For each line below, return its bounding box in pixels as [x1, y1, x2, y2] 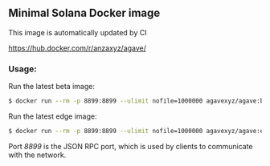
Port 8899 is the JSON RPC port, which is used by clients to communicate [8, 141, 253, 151]
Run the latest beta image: [8, 82, 95, 91]
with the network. [8, 150, 67, 160]
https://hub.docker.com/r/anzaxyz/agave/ [8, 43, 147, 53]
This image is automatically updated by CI [8, 27, 147, 37]
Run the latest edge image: [8, 111, 97, 121]
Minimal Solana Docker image [8, 6, 161, 20]
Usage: [8, 63, 38, 75]
